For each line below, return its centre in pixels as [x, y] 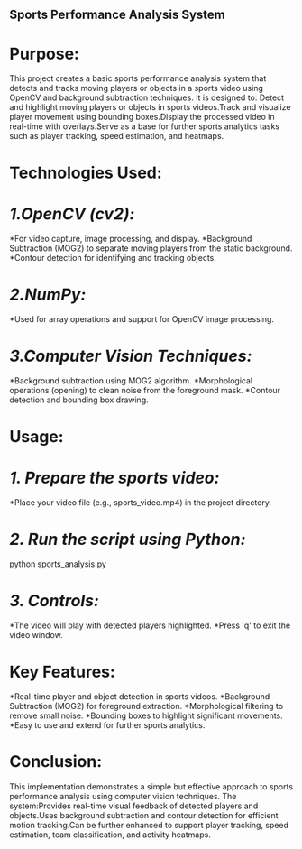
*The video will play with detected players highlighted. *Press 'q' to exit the [150, 625]
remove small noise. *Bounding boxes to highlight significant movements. [146, 715]
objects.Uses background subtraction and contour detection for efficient [144, 816]
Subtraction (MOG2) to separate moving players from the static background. [151, 248]
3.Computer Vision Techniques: [131, 356]
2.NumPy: [48, 295]
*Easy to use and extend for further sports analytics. [107, 725]
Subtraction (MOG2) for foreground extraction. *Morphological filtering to [146, 706]
